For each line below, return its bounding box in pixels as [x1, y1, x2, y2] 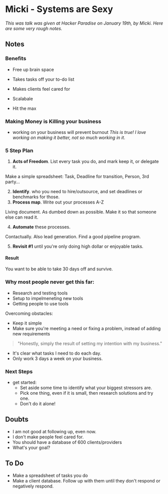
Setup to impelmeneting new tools [12, 295, 84, 301]
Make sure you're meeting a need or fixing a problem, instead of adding [12, 325, 161, 332]
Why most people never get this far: [5, 278, 94, 285]
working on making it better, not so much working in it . [12, 134, 125, 140]
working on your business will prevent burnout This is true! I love [12, 129, 146, 135]
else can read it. [5, 214, 39, 220]
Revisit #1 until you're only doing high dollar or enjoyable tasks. [12, 243, 144, 249]
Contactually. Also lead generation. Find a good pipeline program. [5, 234, 141, 240]
